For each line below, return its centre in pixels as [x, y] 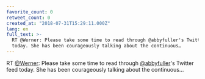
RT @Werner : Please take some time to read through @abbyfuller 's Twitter [100, 63]
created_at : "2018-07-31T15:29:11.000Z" [59, 23]
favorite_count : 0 [30, 12]
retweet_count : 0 [28, 18]
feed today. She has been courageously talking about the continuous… [95, 69]
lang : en [17, 29]
